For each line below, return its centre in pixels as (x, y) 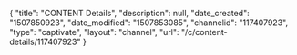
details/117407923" (45, 41)
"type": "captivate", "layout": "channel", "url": (94, 32)
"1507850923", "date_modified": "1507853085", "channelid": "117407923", (149, 23)
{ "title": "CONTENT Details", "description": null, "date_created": (129, 13)
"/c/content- (204, 32)
